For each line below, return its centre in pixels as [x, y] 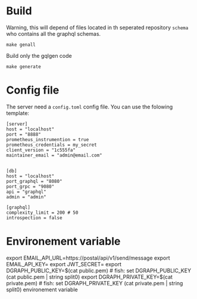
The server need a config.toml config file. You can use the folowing [90, 107]
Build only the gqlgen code [39, 55]
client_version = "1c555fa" [41, 150]
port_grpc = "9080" [30, 186]
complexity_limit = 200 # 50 [42, 213]
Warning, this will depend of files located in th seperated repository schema [97, 27]
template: [18, 113]
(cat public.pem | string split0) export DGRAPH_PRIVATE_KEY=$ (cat [89, 277]
